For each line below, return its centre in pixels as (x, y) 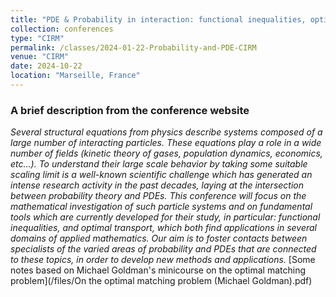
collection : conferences (62, 29)
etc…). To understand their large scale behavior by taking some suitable (159, 164)
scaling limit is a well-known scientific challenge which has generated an (161, 175)
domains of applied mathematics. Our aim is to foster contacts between (159, 238)
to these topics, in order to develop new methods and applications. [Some (163, 260)
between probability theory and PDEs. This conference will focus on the (158, 196)
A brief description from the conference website (130, 110)
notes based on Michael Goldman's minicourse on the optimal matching (158, 270)
